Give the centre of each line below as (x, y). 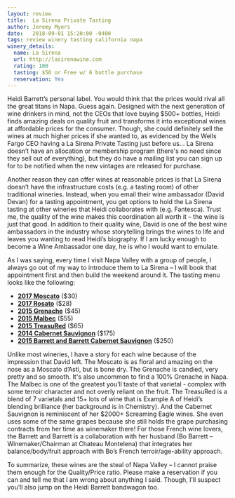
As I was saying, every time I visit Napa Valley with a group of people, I (109, 260)
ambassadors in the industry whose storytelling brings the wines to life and (116, 231)
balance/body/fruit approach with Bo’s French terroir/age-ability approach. (115, 451)
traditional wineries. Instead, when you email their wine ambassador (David (116, 194)
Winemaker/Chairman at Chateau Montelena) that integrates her (100, 444)
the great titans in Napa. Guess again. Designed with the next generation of (116, 107)
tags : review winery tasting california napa (75, 40)
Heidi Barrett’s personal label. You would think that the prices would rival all (116, 99)
